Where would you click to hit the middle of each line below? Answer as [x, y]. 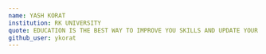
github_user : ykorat [43, 38]
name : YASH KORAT [37, 15]
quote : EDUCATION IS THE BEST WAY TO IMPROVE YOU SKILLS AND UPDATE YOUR [133, 30]
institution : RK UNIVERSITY [55, 23]
